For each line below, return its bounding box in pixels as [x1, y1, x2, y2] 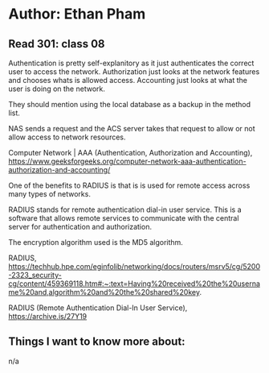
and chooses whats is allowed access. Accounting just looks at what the [8, 76, 247, 85]
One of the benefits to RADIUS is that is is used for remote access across [8, 180, 251, 190]
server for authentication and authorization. [8, 222, 153, 231]
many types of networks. [8, 189, 91, 198]
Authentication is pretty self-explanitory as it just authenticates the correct [8, 58, 255, 68]
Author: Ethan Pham [8, 5, 146, 23]
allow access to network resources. [8, 132, 126, 142]
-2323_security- [8, 271, 62, 280]
